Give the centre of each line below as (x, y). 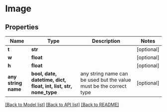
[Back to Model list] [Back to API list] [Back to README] (62, 105)
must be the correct (103, 86)
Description (106, 41)
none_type (44, 92)
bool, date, (44, 74)
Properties (22, 27)
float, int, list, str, (52, 86)
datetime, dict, (49, 80)
